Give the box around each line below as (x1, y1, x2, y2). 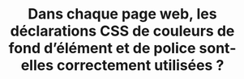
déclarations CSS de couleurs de (10, 22, 235, 40)
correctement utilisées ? (56, 56, 225, 75)
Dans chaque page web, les (28, 5, 217, 23)
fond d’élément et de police (8, 39, 196, 57)
